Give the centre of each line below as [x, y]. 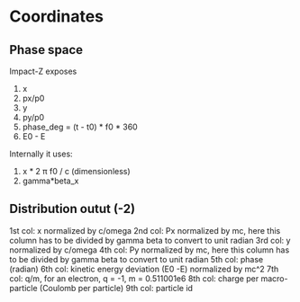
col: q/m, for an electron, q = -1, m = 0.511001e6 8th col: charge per [134, 278]
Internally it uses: [41, 154]
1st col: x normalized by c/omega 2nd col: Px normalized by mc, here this [145, 230]
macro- [274, 278]
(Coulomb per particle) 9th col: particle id [116, 288]
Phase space [46, 50]
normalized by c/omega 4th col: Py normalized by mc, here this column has [150, 250]
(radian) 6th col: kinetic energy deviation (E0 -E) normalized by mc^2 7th [144, 269]
